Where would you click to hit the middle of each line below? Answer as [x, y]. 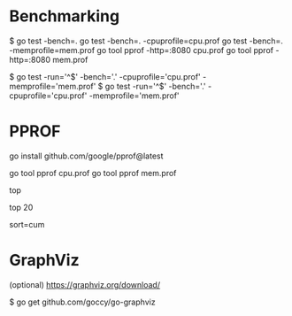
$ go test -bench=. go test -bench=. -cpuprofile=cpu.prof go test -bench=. [146, 41]
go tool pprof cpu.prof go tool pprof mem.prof [93, 173]
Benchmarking [65, 16]
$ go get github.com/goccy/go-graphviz [83, 302]
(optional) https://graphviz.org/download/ [85, 284]
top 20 [21, 207]
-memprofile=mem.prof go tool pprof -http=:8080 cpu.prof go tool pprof [142, 50]
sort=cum [27, 224]
